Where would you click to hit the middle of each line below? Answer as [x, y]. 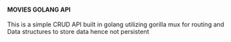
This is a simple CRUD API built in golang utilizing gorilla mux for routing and [116, 24]
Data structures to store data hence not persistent [78, 32]
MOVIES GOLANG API [39, 9]
